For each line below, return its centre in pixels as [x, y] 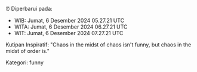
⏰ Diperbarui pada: [29, 9]
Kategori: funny [25, 62]
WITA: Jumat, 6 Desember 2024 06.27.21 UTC [71, 27]
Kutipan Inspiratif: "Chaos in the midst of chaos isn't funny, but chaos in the [98, 45]
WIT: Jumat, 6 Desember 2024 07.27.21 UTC [69, 33]
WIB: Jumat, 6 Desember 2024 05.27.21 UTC [69, 21]
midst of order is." [28, 51]
